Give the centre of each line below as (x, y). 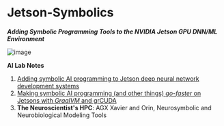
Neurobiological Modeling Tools (62, 115)
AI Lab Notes (26, 65)
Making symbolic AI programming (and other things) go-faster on (109, 93)
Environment (26, 38)
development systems (48, 86)
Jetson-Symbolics (60, 13)
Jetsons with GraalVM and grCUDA (67, 100)
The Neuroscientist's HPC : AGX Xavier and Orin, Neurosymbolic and (114, 108)
